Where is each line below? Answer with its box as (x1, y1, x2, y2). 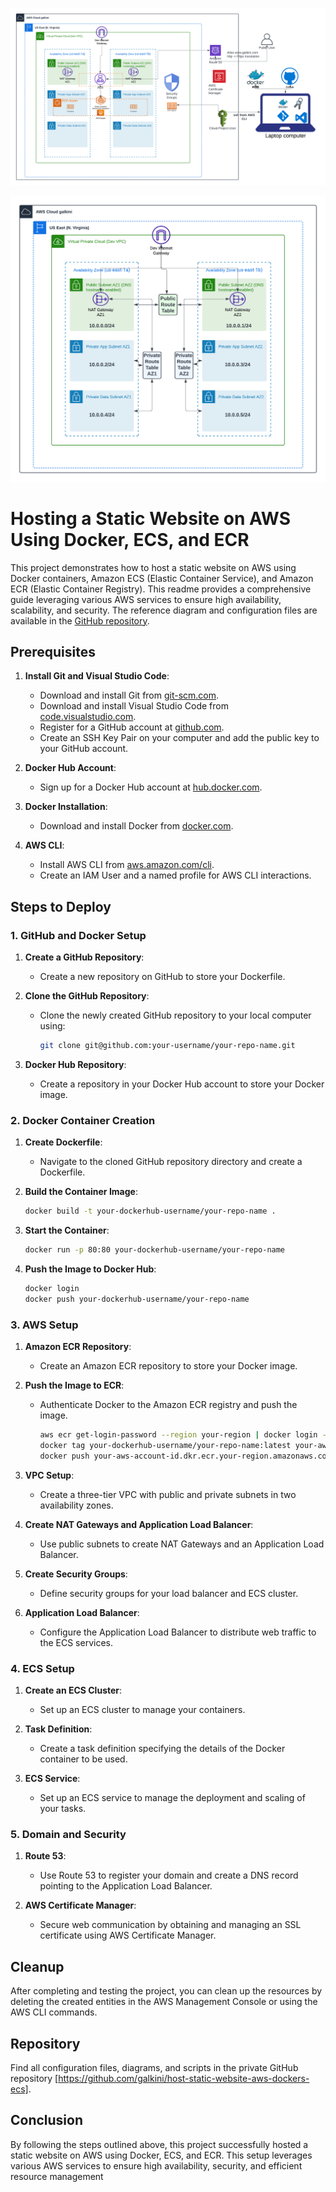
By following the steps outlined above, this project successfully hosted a (10, 2138, 309, 2150)
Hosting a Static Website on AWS (10, 507, 292, 530)
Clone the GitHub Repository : (24, 990, 150, 1002)
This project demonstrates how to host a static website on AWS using (10, 561, 297, 573)
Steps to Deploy (10, 898, 112, 915)
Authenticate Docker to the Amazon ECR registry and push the (39, 1399, 298, 1411)
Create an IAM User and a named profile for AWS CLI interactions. (39, 869, 312, 882)
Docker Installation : (24, 801, 108, 813)
